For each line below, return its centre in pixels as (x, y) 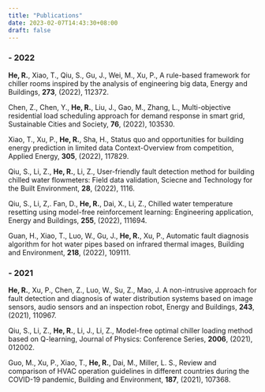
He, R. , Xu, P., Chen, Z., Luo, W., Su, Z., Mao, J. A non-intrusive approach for (132, 290)
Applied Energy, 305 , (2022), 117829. (69, 156)
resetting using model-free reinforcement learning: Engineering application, (131, 212)
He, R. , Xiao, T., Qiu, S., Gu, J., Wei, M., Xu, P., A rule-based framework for (129, 75)
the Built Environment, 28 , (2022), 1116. (72, 188)
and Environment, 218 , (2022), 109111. (70, 252)
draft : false (30, 30)
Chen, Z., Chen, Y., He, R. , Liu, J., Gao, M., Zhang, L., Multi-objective (119, 107)
